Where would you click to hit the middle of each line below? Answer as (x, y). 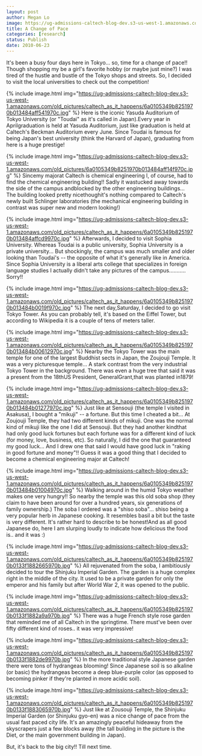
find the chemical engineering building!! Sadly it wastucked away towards (97, 182)
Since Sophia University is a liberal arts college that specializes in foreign (97, 264)
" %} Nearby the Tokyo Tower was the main (126, 351)
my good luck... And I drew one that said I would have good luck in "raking (98, 446)
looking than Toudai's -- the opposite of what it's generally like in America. (99, 257)
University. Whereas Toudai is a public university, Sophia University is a (95, 245)
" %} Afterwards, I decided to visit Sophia (121, 238)
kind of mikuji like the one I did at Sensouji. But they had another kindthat (96, 427)
